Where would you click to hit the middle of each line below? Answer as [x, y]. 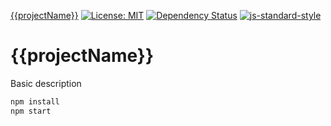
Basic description [46, 83]
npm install [35, 101]
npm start [31, 111]
